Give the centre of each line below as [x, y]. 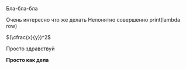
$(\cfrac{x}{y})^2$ [29, 37]
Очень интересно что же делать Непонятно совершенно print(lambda [93, 20]
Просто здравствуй [30, 49]
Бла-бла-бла [22, 8]
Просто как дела [27, 60]
